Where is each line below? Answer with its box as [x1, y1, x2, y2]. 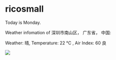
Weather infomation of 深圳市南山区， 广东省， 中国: [5, 29, 112, 35]
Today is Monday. [5, 20, 41, 25]
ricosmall [5, 3, 44, 15]
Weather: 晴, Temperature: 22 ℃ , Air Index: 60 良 [5, 40, 107, 46]
